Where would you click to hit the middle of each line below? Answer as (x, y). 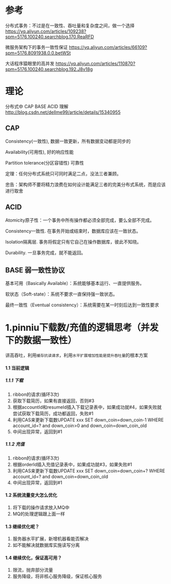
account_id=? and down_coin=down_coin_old (60, 476)
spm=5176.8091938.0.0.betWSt (38, 53)
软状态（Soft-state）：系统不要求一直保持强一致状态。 (62, 294)
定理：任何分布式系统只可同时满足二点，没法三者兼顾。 (63, 173)
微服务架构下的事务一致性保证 (36, 47)
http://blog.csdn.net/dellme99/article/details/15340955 (63, 112)
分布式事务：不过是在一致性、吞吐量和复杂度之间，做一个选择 (70, 25)
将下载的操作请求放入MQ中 (41, 507)
